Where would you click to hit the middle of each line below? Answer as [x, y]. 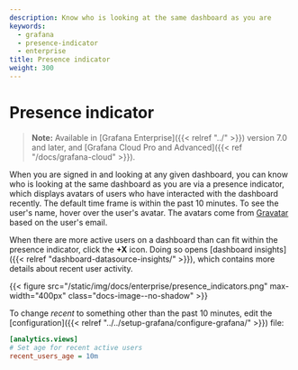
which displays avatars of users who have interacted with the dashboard [144, 193]
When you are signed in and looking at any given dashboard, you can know [149, 174]
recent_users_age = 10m [54, 356]
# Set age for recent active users [76, 347]
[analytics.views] [44, 339]
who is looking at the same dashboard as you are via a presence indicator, [147, 184]
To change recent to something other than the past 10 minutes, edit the [141, 313]
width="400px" [38, 295]
